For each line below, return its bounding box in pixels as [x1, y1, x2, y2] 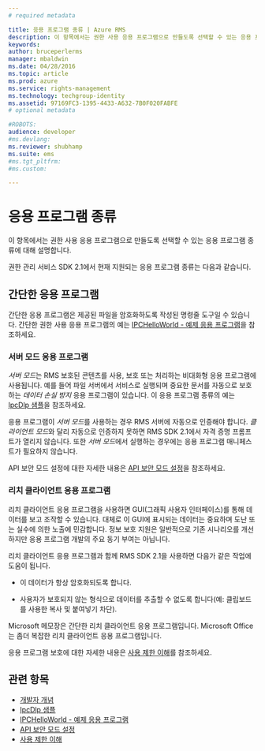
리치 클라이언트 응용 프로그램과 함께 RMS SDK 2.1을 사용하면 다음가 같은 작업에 [8, 551, 252, 560]
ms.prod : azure [8, 77, 58, 85]
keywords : [8, 40, 41, 48]
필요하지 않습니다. [22, 446, 78, 456]
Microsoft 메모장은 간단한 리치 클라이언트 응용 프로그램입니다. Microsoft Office [8, 621, 254, 630]
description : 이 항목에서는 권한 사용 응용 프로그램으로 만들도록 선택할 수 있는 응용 [8, 33, 252, 41]
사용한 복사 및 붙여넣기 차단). [28, 604, 118, 614]
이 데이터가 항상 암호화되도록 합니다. [19, 577, 132, 587]
